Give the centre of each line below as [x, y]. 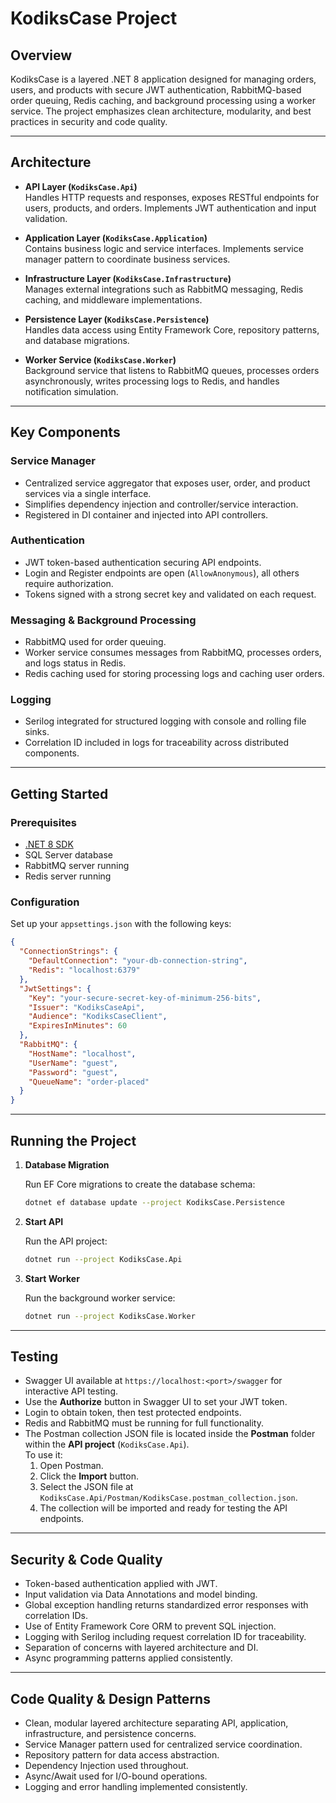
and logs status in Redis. [75, 663]
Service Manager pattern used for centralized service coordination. [163, 1744]
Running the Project [73, 1140]
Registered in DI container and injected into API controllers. [146, 514]
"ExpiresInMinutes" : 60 [78, 1026]
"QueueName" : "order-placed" [89, 1082]
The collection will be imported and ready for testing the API [163, 1508]
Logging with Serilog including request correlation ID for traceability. [165, 1637]
